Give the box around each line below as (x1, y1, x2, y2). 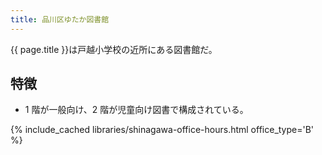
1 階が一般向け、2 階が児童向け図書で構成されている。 (24, 104, 249, 116)
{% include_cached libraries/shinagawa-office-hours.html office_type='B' (10, 124, 315, 136)
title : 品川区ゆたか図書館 (10, 14, 110, 25)
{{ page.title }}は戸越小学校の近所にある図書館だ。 (10, 43, 218, 55)
